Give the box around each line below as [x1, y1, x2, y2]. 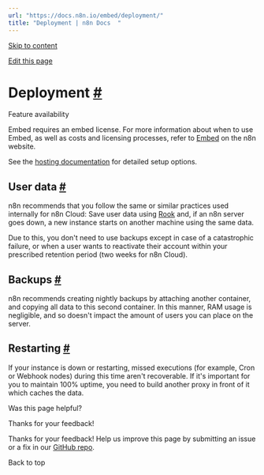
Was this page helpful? [8, 403, 83, 413]
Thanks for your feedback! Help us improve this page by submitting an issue [8, 434, 256, 443]
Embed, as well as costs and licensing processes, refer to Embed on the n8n [8, 134, 256, 143]
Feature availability [8, 110, 69, 119]
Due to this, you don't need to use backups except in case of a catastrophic [8, 233, 255, 243]
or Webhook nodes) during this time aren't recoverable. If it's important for [8, 371, 251, 380]
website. [8, 141, 36, 151]
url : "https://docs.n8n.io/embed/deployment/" [8, 11, 164, 20]
